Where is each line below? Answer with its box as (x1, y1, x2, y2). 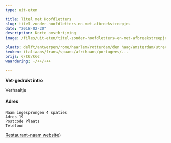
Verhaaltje (5, 87, 27, 93)
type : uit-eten (5, 7, 38, 13)
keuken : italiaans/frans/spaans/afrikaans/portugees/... (5, 49, 129, 54)
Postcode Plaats (5, 119, 40, 124)
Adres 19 (5, 114, 24, 119)
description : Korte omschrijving (5, 31, 76, 36)
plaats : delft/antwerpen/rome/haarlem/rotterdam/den (5, 45, 120, 50)
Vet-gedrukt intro (5, 77, 43, 83)
